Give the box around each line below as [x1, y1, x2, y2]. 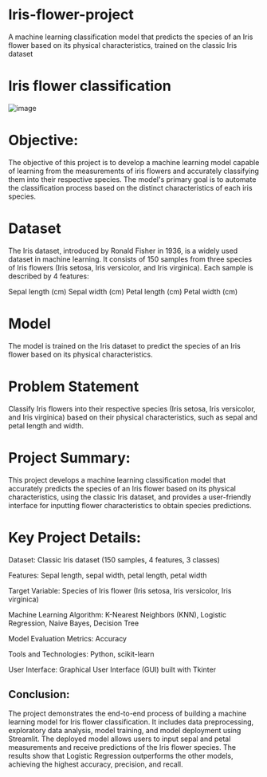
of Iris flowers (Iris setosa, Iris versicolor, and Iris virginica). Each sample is [8, 262, 253, 272]
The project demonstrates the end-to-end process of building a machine [8, 708, 247, 719]
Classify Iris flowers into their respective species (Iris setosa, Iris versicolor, [8, 404, 257, 413]
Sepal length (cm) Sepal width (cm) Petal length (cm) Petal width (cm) [8, 286, 238, 296]
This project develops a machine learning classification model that [8, 475, 226, 484]
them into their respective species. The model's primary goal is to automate [8, 174, 257, 184]
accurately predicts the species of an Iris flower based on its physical [8, 483, 237, 493]
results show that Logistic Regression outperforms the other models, [8, 751, 234, 761]
